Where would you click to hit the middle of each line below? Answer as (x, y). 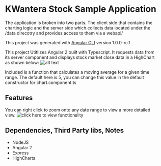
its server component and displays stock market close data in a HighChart (80, 57)
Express (20, 153)
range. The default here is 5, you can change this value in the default (75, 77)
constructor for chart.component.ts (41, 83)
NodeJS (20, 142)
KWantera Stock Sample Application (81, 9)
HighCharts (24, 158)
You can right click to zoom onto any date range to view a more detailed (78, 110)
